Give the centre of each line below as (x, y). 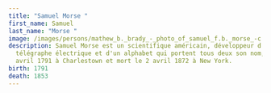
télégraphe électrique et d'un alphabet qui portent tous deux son (131, 53)
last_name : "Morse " (43, 31)
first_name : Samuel (41, 23)
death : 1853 (28, 76)
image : (19, 38)
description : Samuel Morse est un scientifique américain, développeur (131, 46)
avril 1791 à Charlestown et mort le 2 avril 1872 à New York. (124, 61)
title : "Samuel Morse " (48, 16)
